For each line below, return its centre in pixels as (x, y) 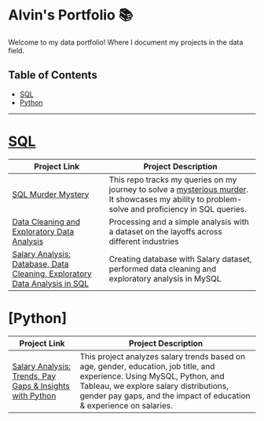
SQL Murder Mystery (51, 194)
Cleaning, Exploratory (52, 274)
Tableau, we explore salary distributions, (154, 386)
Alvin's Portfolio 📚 (71, 15)
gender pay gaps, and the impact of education (165, 395)
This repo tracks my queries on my (173, 180)
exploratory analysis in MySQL (165, 278)
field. (16, 50)
